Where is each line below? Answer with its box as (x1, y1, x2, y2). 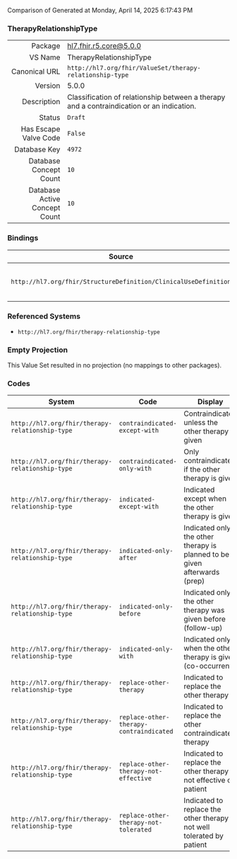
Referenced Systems (7, 311, 81, 321)
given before (183, 614, 226, 624)
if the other (183, 465, 221, 474)
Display (197, 397, 224, 406)
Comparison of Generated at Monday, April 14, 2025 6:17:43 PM (7, 6, 193, 14)
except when (183, 494, 227, 504)
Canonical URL (11, 67, 61, 76)
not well (183, 822, 210, 832)
